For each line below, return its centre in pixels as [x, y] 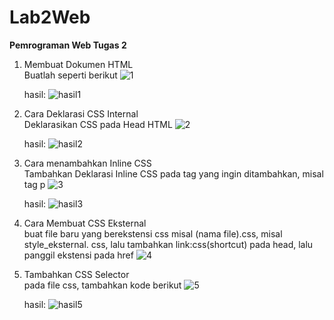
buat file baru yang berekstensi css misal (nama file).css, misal [153, 233]
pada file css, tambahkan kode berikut [102, 285]
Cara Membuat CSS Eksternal [85, 223]
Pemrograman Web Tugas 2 [68, 45]
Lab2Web [50, 17]
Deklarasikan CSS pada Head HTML [98, 124]
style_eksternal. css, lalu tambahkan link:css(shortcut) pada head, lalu [168, 244]
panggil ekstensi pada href [78, 255]
